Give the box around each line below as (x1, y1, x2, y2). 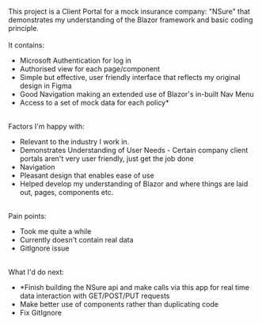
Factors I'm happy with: (8, 122, 85, 131)
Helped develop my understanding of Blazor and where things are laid (19, 179, 249, 189)
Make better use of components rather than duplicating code (19, 300, 219, 308)
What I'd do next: (8, 267, 65, 277)
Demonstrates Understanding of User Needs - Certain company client (19, 146, 249, 155)
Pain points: (8, 212, 47, 220)
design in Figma (19, 81, 73, 90)
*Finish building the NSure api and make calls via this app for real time (19, 283, 250, 292)
